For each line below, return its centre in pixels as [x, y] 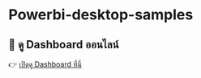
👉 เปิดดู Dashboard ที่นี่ [45, 64]
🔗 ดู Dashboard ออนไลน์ [64, 45]
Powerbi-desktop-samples [101, 15]
